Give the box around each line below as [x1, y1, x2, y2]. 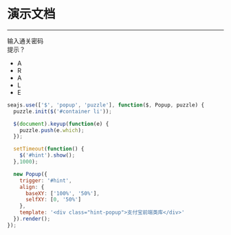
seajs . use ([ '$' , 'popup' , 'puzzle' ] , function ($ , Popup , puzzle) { [7, 101, 205, 109]
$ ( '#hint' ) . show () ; [19, 152, 76, 159]
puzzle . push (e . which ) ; [19, 126, 85, 134]
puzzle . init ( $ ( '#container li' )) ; [13, 108, 112, 115]
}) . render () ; [13, 216, 51, 223]
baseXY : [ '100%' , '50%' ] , [25, 190, 100, 197]
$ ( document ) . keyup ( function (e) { [13, 120, 109, 127]
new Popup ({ [13, 170, 48, 177]
